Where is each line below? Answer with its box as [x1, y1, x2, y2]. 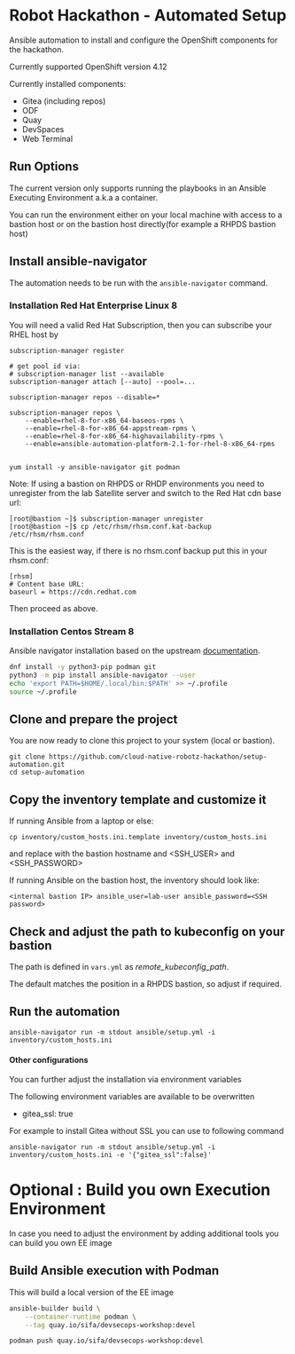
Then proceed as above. [9, 602, 99, 613]
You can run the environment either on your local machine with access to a [9, 209, 283, 220]
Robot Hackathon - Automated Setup [9, 5, 287, 26]
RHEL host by [9, 329, 59, 340]
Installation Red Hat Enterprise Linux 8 [9, 299, 178, 311]
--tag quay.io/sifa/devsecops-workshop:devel [25, 1320, 197, 1329]
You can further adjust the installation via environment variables [9, 1075, 242, 1085]
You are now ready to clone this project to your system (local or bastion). [9, 736, 276, 746]
